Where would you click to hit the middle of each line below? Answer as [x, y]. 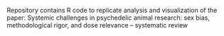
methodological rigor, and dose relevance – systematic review [97, 25]
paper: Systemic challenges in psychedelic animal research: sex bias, [108, 18]
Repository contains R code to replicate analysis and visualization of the [112, 10]
